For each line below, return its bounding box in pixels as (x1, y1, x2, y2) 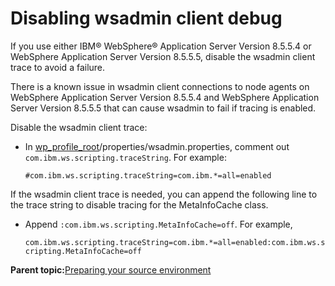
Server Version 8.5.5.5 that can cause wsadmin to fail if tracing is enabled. (10, 102, 317, 114)
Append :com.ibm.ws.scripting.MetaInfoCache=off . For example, (24, 218, 293, 230)
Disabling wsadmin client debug (10, 7, 283, 30)
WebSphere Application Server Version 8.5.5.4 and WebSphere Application (10, 91, 320, 103)
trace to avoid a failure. (10, 61, 106, 73)
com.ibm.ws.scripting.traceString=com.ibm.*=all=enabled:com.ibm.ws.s (24, 237, 326, 247)
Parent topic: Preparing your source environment (10, 263, 212, 276)
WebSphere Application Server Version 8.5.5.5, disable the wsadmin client (10, 50, 316, 62)
